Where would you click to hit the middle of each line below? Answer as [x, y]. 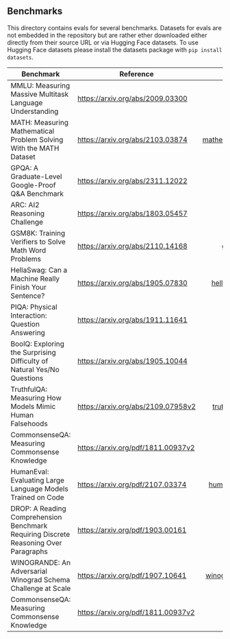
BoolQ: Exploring [38, 344]
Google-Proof [33, 185]
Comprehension [36, 517]
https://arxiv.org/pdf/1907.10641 [132, 575]
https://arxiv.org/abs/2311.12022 [133, 181]
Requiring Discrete [40, 534]
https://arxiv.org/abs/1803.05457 [133, 213]
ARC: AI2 [25, 205]
